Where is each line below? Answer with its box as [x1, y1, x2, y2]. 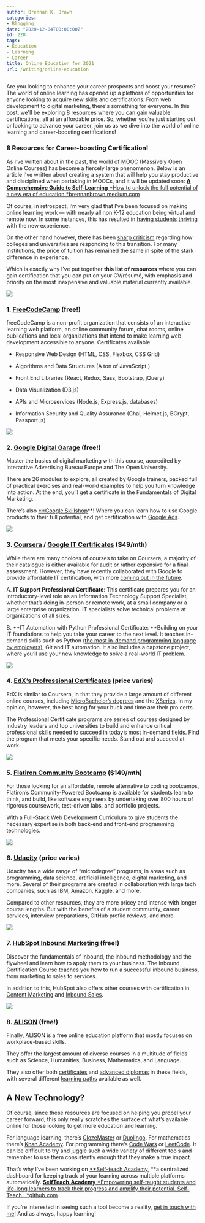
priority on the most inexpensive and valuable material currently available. [6, 278, 193, 285]
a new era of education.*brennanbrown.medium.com [6, 190, 140, 198]
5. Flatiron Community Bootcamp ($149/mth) [6, 768, 143, 777]
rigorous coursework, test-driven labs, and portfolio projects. [6, 802, 160, 809]
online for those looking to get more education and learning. [6, 1122, 158, 1129]
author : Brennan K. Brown [6, 9, 72, 15]
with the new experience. [6, 222, 70, 229]
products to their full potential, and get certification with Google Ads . [6, 514, 179, 521]
